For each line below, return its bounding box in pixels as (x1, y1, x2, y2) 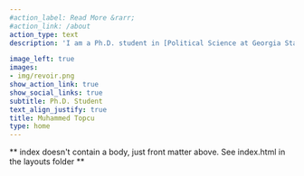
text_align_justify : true (9, 105, 107, 114)
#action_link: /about (9, 22, 91, 31)
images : (9, 63, 39, 72)
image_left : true (9, 55, 75, 64)
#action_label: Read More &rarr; (9, 13, 136, 23)
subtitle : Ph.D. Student (9, 97, 103, 106)
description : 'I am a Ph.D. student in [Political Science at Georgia (9, 38, 281, 48)
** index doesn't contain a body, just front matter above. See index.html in (9, 146, 286, 158)
